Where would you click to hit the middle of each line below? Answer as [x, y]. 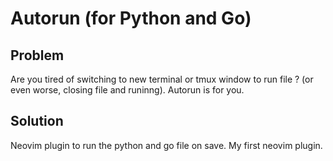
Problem [37, 55]
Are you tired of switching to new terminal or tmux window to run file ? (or [162, 79]
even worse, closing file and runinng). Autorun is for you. [127, 90]
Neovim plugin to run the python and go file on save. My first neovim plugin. [166, 145]
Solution [37, 121]
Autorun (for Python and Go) [131, 18]
